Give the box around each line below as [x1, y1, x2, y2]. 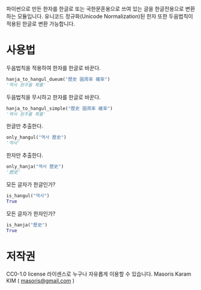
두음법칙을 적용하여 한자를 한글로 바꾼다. [6, 64, 101, 71]
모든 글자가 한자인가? [6, 210, 56, 217]
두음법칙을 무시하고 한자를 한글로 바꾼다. [6, 93, 101, 101]
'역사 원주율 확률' [6, 81, 46, 88]
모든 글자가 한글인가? [6, 180, 56, 188]
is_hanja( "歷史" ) [6, 222, 48, 228]
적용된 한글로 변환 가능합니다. [6, 20, 76, 27]
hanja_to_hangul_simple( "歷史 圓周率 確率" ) [6, 105, 113, 111]
